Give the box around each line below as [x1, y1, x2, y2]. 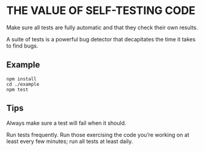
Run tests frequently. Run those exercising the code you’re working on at [6, 131, 189, 138]
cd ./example [6, 81, 40, 87]
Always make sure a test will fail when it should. [6, 119, 126, 127]
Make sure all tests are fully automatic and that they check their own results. [6, 24, 199, 31]
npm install [6, 75, 37, 82]
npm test [6, 86, 29, 93]
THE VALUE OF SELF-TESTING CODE [6, 4, 195, 18]
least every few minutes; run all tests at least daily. [6, 138, 133, 145]
